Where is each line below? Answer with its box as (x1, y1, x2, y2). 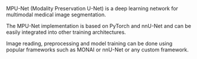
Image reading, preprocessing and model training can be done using (6, 40, 173, 47)
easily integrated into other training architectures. (6, 29, 126, 36)
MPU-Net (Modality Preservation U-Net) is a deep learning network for (6, 5, 179, 12)
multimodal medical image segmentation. (6, 11, 106, 18)
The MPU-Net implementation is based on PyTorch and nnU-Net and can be (6, 23, 192, 29)
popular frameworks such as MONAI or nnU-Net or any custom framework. (6, 46, 189, 53)
